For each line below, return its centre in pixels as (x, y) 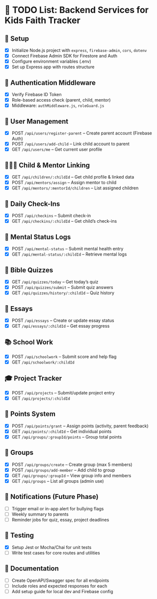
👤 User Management (37, 121)
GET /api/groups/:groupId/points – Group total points (67, 437)
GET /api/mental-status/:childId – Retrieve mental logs (69, 254)
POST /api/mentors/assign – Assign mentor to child (64, 182)
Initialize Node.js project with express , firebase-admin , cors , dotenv (79, 50)
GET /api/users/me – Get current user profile (57, 150)
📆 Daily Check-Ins (32, 204)
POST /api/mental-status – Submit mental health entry (67, 249)
